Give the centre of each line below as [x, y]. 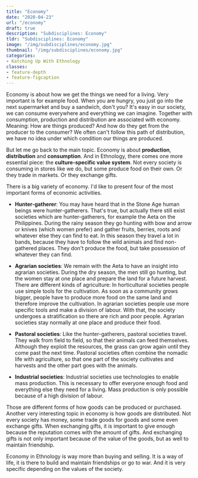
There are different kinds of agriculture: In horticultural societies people [102, 285]
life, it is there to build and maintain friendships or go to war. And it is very [96, 463]
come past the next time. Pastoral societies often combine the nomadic [101, 353]
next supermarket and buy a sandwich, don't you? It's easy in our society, [96, 107]
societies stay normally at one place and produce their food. [88, 322]
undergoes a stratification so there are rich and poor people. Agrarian [99, 316]
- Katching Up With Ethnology [43, 61]
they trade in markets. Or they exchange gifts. [62, 175]
